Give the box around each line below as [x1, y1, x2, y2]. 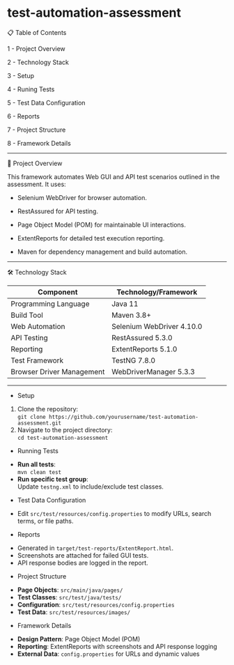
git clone [17, 413, 47, 420]
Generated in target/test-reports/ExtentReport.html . [17, 544, 174, 552]
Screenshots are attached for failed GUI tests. [17, 551, 149, 559]
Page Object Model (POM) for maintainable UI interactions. [17, 220, 187, 229]
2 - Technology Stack [7, 58, 70, 66]
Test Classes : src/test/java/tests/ [17, 593, 122, 601]
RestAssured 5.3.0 [111, 332, 173, 342]
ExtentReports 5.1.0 [111, 344, 178, 353]
